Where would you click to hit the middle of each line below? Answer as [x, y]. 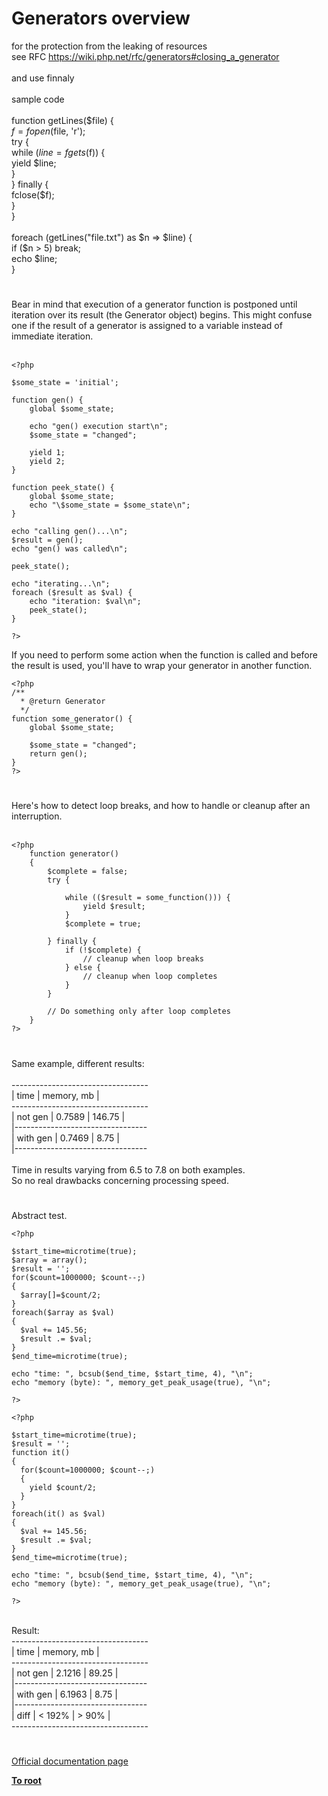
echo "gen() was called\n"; [70, 549]
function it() [41, 1452]
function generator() [74, 854]
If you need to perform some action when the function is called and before [164, 655]
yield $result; [114, 907]
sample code [38, 99]
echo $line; [34, 258]
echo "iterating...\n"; [61, 584]
